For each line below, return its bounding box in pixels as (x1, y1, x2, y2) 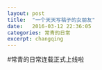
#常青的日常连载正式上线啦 (7, 56, 85, 64)
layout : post (7, 10, 45, 17)
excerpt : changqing (7, 36, 64, 43)
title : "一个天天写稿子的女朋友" (7, 16, 96, 23)
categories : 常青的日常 (7, 29, 71, 36)
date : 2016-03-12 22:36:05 (7, 23, 92, 30)
